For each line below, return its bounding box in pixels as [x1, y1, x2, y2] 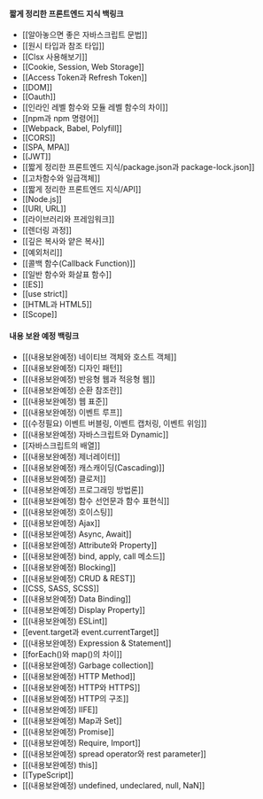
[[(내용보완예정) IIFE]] [21, 704, 98, 715]
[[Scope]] [21, 309, 58, 320]
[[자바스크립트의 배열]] [21, 440, 101, 451]
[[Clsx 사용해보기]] [21, 51, 89, 62]
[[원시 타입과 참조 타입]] [21, 41, 104, 51]
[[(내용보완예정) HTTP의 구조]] [21, 694, 129, 704]
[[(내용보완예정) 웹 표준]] [21, 396, 109, 407]
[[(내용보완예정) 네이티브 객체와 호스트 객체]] [21, 352, 177, 362]
